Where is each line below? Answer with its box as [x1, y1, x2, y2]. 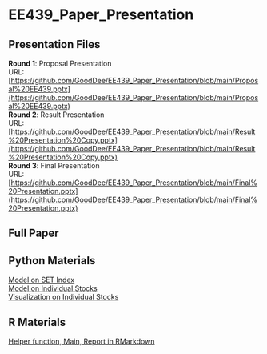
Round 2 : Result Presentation [8, 110, 105, 119]
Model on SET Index [8, 275, 75, 285]
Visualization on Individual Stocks [8, 292, 119, 302]
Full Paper [8, 227, 59, 240]
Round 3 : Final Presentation [8, 161, 100, 170]
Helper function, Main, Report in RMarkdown [8, 336, 155, 346]
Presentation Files [8, 38, 101, 51]
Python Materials [8, 254, 96, 268]
